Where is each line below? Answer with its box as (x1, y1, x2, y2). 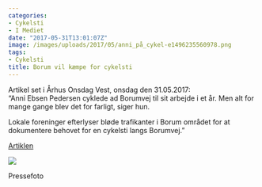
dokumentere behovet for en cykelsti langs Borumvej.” (8, 125, 185, 135)
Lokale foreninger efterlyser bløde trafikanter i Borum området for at (8, 116, 231, 127)
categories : (8, 11, 47, 20)
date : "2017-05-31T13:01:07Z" (8, 33, 108, 42)
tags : (8, 48, 26, 56)
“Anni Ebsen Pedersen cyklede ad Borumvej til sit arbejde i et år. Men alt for (8, 93, 255, 103)
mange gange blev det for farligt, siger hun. (8, 101, 150, 111)
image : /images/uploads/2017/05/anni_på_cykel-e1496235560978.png (8, 41, 232, 49)
